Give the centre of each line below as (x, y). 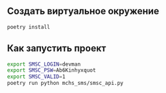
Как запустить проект (57, 48)
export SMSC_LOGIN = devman (44, 64)
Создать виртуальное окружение (83, 11)
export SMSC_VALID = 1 (37, 77)
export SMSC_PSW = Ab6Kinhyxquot (52, 70)
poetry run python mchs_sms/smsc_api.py (66, 83)
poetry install (29, 27)
